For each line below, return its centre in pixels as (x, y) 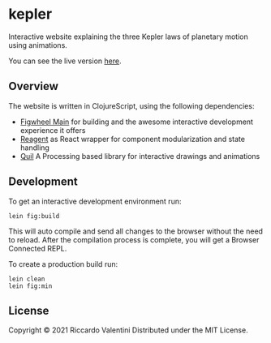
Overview (34, 86)
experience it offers (53, 130)
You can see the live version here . (65, 61)
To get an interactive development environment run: (95, 201)
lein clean (27, 279)
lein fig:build (34, 216)
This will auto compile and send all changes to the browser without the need (136, 231)
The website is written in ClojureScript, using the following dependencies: (131, 105)
